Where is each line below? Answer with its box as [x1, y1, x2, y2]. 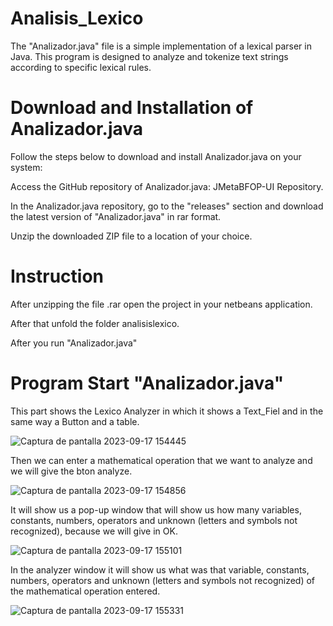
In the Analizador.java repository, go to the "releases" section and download [10, 200, 324, 212]
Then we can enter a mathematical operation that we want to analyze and [10, 454, 313, 466]
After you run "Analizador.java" [10, 337, 138, 349]
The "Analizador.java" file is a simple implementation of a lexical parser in [10, 40, 312, 52]
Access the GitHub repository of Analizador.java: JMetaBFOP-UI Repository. [10, 180, 324, 192]
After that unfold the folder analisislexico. [10, 317, 180, 329]
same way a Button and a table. [10, 415, 140, 427]
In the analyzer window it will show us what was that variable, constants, [10, 563, 310, 576]
